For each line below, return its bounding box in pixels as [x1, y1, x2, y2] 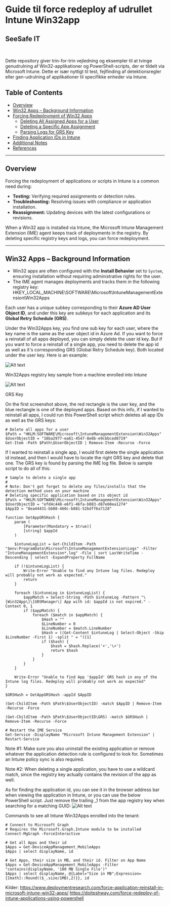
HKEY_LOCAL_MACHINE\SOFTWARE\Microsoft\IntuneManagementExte [12, 290, 163, 296]
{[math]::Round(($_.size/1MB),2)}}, [5, 876, 82, 881]
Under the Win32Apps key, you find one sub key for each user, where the [5, 325, 158, 331]
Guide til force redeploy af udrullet [5, 4, 153, 15]
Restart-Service [5, 737, 39, 742]
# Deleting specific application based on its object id [5, 493, 128, 498]
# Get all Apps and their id [5, 840, 67, 845]
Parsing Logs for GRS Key [20, 129, 74, 135]
